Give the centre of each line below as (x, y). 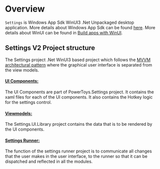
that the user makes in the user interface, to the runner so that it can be (76, 156)
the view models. (22, 70)
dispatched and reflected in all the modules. (49, 162)
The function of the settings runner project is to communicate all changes (79, 151)
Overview (25, 9)
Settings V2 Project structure (50, 48)
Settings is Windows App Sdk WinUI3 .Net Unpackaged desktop (70, 22)
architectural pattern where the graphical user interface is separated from (79, 65)
